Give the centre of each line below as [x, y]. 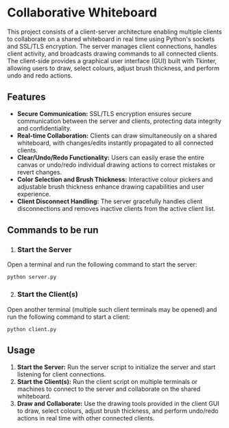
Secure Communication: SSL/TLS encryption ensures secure [104, 113]
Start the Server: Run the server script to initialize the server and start [116, 367]
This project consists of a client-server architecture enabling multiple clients [114, 32]
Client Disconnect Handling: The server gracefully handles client [110, 201]
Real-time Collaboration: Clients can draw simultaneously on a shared [117, 135]
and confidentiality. [44, 128]
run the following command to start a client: [69, 317]
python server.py [32, 277]
